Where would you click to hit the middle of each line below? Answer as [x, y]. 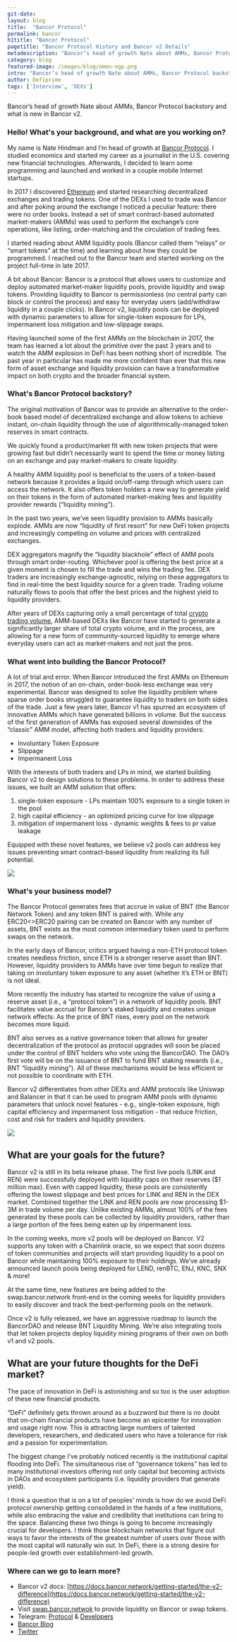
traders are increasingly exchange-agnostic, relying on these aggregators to [118, 577]
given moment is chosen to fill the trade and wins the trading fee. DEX [109, 569]
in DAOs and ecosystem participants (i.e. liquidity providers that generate [114, 1479]
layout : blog [26, 21]
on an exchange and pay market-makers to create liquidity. [93, 460]
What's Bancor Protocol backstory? [70, 394]
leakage [29, 831]
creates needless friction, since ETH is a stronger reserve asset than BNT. [115, 958]
